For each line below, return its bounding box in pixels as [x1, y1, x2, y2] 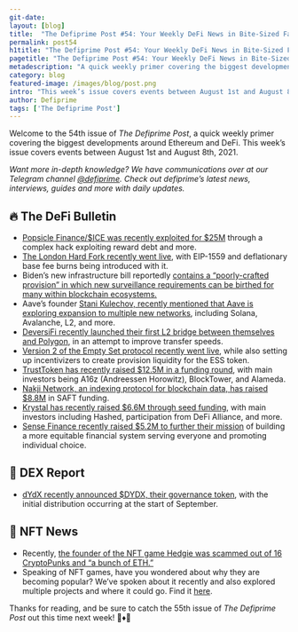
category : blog [9, 71, 66, 80]
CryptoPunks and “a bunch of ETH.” [21, 557, 154, 568]
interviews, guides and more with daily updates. [9, 183, 185, 194]
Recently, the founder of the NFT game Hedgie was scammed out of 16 [21, 548, 282, 558]
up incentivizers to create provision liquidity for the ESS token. [21, 355, 250, 366]
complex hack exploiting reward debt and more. [21, 241, 197, 253]
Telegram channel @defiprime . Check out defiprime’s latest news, [9, 174, 251, 185]
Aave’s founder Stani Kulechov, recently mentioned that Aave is [21, 298, 255, 309]
